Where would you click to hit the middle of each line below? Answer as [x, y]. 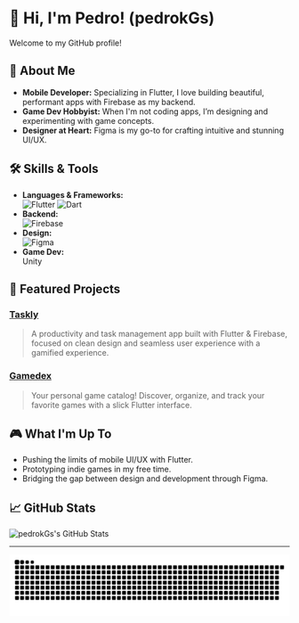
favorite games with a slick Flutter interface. [112, 405]
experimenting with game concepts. [88, 120]
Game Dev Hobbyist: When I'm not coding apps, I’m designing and [145, 111]
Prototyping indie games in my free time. [97, 469]
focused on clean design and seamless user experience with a [145, 343]
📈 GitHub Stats [53, 508]
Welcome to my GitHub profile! [65, 43]
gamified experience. [70, 353]
